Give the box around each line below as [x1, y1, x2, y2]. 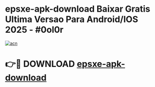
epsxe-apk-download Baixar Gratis [5, 3, 151, 15]
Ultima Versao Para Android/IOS [5, 14, 138, 25]
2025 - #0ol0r [5, 24, 64, 35]
